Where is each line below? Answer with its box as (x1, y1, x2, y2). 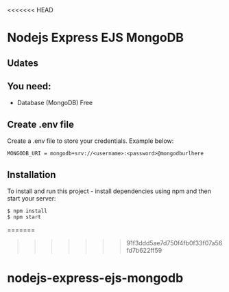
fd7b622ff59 (126, 247, 162, 255)
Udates (7, 57, 39, 69)
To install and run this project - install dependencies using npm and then (7, 187, 211, 195)
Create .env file (7, 118, 74, 130)
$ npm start (7, 214, 41, 221)
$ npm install (7, 207, 48, 215)
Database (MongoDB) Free (16, 99, 93, 107)
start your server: (7, 194, 56, 203)
